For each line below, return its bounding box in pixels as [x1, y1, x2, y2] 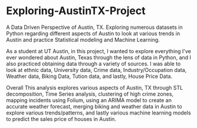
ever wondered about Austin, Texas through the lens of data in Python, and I [6, 54, 192, 61]
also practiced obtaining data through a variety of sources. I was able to [6, 60, 181, 67]
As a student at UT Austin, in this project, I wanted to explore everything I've [6, 47, 192, 54]
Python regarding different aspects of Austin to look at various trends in [6, 29, 180, 37]
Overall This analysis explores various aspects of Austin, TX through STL [6, 84, 183, 91]
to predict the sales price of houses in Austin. [6, 115, 117, 122]
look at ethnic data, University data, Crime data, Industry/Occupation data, [6, 66, 187, 73]
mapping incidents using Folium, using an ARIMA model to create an [6, 96, 172, 104]
